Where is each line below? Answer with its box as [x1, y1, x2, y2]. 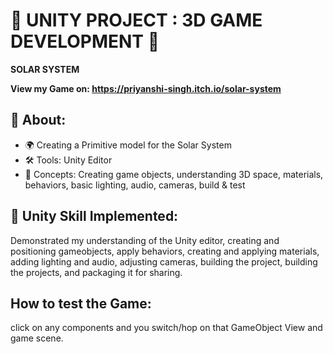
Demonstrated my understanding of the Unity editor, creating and [10, 234, 280, 246]
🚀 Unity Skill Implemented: [10, 208, 179, 225]
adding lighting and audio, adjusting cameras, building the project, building [10, 255, 318, 268]
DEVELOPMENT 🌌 [10, 30, 160, 53]
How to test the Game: [10, 295, 152, 312]
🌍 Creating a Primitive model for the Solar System [24, 139, 232, 151]
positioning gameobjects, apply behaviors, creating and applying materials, [10, 245, 320, 257]
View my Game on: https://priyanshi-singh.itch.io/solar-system [10, 82, 282, 94]
